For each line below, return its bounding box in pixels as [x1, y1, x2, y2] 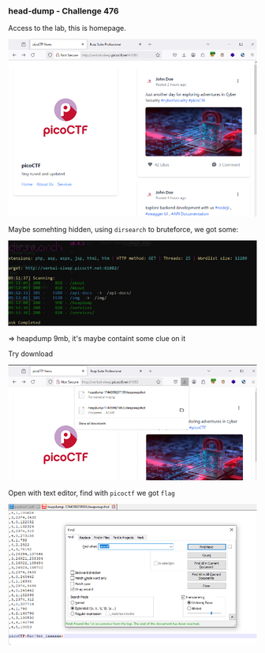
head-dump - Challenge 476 [8, 6, 120, 17]
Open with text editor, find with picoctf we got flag [8, 488, 175, 497]
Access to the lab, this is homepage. [8, 24, 126, 33]
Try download [8, 349, 54, 358]
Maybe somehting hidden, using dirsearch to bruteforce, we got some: [8, 225, 239, 235]
